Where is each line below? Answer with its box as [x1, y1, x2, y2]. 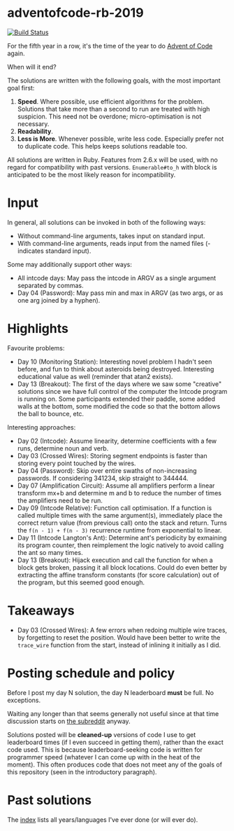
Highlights [7, 321, 68, 337]
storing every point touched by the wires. [17, 459, 136, 467]
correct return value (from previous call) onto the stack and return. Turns [17, 518, 227, 527]
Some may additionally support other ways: [7, 260, 133, 268]
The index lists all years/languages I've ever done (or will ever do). [7, 815, 198, 824]
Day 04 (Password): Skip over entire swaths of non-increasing [17, 466, 197, 474]
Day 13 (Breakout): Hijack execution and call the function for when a [17, 556, 213, 564]
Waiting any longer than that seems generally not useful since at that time [7, 709, 219, 717]
